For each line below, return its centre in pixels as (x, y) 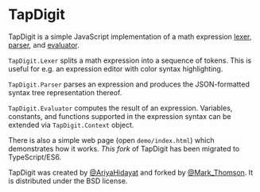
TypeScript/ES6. (35, 157)
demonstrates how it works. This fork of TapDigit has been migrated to (124, 148)
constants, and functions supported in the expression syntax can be (120, 116)
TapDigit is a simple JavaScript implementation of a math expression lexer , (130, 36)
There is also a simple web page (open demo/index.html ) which (111, 140)
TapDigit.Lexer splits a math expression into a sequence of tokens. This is (130, 60)
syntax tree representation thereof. (65, 92)
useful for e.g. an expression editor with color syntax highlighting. (116, 68)
